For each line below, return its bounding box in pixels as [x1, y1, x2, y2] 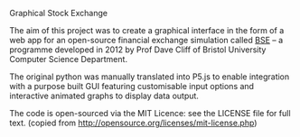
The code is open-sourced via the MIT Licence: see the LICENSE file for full [9, 108, 291, 118]
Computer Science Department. [9, 54, 128, 64]
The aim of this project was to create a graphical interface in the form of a [9, 25, 285, 35]
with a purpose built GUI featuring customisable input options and [9, 81, 255, 91]
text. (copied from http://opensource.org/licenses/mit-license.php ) [9, 117, 258, 128]
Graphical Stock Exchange [9, 8, 108, 18]
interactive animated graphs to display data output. [9, 90, 199, 101]
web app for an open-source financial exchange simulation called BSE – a [9, 35, 284, 45]
